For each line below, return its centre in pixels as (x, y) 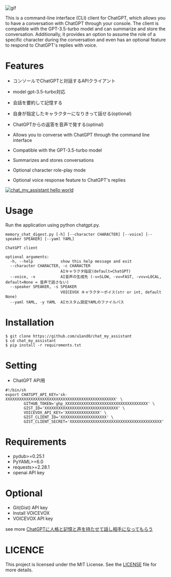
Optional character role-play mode (49, 170)
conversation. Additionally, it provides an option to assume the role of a (80, 34)
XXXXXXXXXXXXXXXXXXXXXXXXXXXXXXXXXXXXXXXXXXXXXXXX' (62, 399)
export (12, 395)
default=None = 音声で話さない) (37, 282)
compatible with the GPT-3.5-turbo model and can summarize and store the (85, 29)
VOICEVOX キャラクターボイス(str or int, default (111, 292)
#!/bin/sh (16, 390)
